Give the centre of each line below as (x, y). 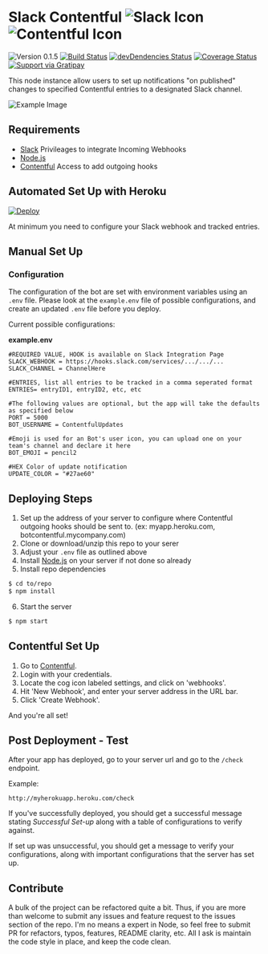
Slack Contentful (65, 17)
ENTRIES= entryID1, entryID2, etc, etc (75, 390)
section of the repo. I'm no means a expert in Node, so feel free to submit (130, 925)
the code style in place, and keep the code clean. (89, 942)
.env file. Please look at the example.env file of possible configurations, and (132, 300)
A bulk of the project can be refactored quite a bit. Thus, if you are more (127, 907)
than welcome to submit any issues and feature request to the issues (122, 916)
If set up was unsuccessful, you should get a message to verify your (121, 846)
